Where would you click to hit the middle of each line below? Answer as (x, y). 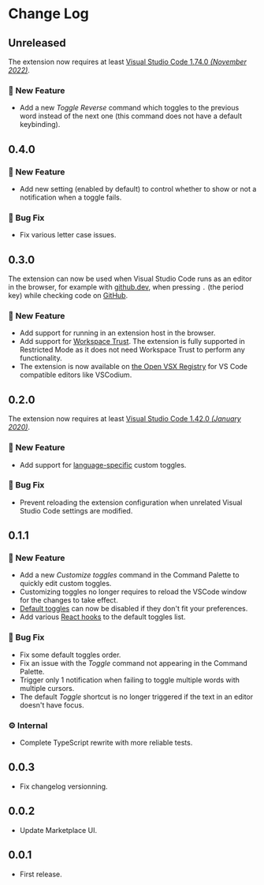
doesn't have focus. (52, 705)
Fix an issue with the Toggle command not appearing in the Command (134, 663)
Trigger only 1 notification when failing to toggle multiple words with (130, 680)
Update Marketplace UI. (58, 830)
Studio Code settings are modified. (76, 510)
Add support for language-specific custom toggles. (103, 465)
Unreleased (37, 43)
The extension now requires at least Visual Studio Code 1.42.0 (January (125, 419)
